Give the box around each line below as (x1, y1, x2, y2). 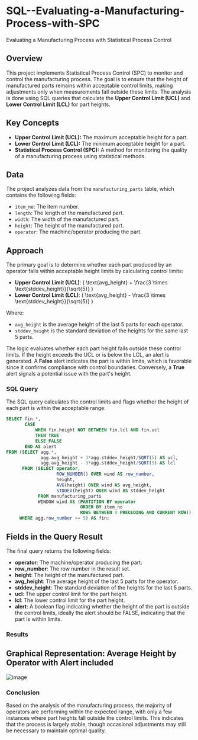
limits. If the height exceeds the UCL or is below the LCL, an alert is (6, 351, 170, 358)
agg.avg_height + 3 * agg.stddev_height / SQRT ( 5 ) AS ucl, (40, 454, 178, 460)
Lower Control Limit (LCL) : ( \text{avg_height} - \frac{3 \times (14, 291, 166, 299)
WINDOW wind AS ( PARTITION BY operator (37, 499, 136, 505)
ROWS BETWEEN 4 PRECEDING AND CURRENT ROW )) (80, 510, 192, 516)
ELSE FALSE (35, 438, 62, 444)
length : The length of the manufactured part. (14, 209, 124, 217)
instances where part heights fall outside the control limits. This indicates (6, 714, 184, 721)
